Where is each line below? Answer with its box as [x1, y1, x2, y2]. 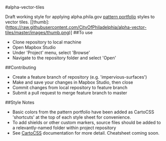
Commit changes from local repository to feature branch [12, 85, 128, 91]
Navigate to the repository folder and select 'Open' [12, 55, 116, 61]
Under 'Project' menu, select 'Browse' [12, 49, 90, 55]
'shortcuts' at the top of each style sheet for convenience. [12, 114, 131, 120]
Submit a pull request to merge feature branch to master [12, 90, 127, 95]
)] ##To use [69, 30, 93, 35]
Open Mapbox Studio [12, 45, 56, 50]
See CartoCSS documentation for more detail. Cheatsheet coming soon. [12, 130, 160, 136]
